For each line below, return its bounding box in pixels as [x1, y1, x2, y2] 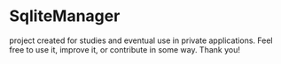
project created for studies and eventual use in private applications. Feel [9, 35, 273, 46]
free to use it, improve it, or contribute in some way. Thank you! [9, 44, 241, 54]
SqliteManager [9, 6, 121, 26]
